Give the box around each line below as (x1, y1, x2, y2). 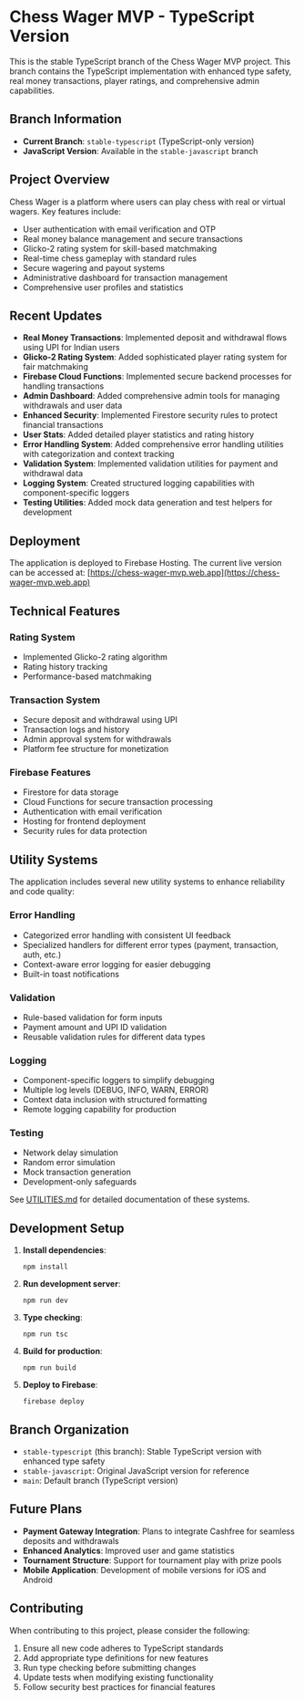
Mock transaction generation (22, 1166, 132, 1178)
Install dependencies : (22, 1245, 106, 1256)
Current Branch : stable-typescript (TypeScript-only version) (22, 135, 255, 147)
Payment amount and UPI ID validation (22, 1021, 167, 1032)
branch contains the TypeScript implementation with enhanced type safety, (9, 66, 292, 77)
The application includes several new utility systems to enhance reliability (9, 876, 285, 887)
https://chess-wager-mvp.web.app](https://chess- (89, 568, 280, 579)
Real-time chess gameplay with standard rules (22, 253, 198, 264)
